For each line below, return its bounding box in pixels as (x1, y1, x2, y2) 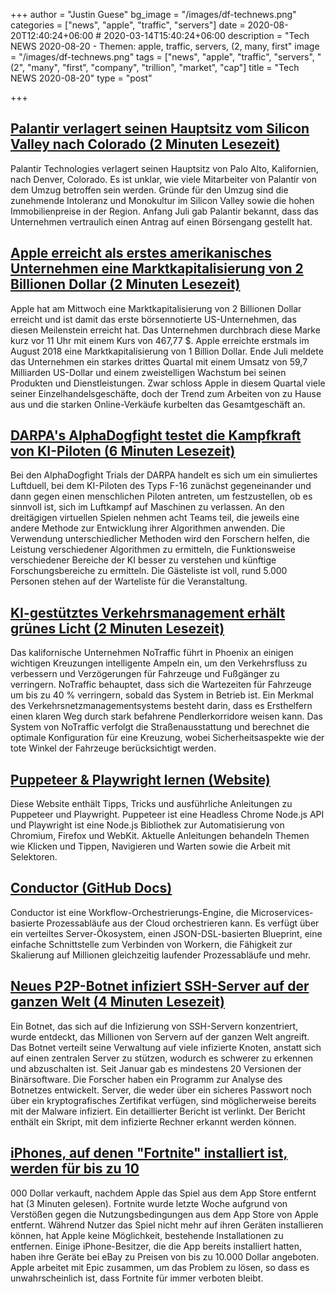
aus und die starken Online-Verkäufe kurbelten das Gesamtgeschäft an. (10, 398, 306, 410)
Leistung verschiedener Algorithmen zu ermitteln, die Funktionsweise (10, 544, 296, 556)
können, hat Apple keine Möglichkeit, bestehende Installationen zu (10, 1229, 284, 1241)
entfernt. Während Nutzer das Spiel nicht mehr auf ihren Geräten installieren (10, 1219, 324, 1231)
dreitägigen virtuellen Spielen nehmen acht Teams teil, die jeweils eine (10, 512, 300, 524)
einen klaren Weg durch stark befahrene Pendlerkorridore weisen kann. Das (10, 710, 323, 723)
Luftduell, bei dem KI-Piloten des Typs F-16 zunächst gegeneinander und (10, 480, 312, 492)
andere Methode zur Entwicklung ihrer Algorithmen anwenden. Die (10, 522, 286, 534)
